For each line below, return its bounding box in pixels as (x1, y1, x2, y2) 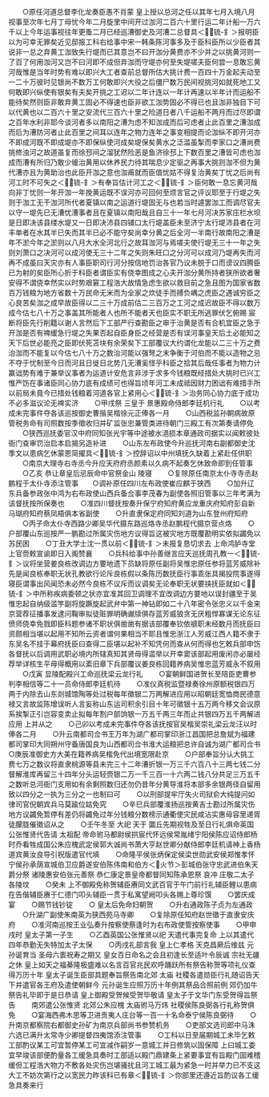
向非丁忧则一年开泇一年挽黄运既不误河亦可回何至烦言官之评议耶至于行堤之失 (8, 188, 261, 197)
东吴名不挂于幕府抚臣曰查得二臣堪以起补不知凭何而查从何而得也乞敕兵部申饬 (8, 639, 261, 648)
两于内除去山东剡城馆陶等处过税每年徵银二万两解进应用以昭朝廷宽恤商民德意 (8, 689, 261, 698)
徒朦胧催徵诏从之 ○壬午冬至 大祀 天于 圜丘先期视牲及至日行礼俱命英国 (8, 819, 255, 829)
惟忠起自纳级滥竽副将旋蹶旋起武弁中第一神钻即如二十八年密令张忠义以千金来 (8, 599, 261, 608)
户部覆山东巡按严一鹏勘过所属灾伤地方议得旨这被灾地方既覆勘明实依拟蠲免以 (8, 529, 261, 538)
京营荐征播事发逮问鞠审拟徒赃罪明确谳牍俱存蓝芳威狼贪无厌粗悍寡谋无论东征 (8, 609, 261, 618)
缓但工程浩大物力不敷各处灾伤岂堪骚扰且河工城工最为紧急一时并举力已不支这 (8, 1060, 261, 1070)
